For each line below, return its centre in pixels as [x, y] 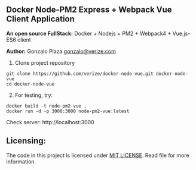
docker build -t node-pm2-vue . [46, 106]
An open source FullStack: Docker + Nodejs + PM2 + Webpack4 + [89, 33]
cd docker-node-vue [30, 84]
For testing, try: [33, 95]
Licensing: [26, 141]
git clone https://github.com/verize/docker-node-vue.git [80, 74]
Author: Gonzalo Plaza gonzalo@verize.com [61, 51]
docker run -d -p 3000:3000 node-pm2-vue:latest [68, 111]
